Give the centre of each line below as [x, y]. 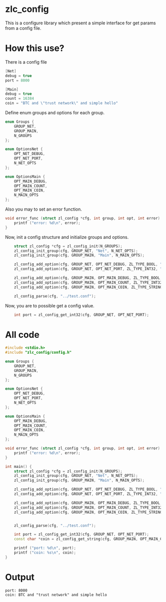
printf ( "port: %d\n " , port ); [45, 548]
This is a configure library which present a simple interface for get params [81, 23]
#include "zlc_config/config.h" [38, 353]
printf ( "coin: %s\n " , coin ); [45, 553]
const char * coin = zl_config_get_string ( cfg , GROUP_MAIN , [76, 539]
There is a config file [26, 62]
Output [20, 577]
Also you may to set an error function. [44, 209]
